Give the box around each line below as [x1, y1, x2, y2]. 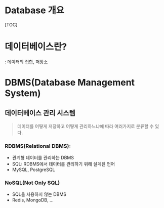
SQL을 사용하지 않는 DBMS [12, 191, 67, 197]
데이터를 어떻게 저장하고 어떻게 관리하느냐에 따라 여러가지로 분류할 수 [17, 123, 154, 129]
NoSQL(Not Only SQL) [5, 179, 60, 186]
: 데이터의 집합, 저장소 [5, 59, 48, 65]
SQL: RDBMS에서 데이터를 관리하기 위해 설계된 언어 [12, 161, 115, 167]
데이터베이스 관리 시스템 [5, 109, 75, 117]
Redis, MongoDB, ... [12, 197, 54, 203]
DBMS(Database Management [5, 77, 135, 89]
